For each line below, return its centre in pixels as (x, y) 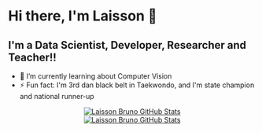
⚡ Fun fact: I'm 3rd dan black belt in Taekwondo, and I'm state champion (137, 85)
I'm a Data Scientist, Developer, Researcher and (127, 45)
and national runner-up (57, 96)
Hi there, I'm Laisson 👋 (83, 16)
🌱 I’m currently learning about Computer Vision (96, 76)
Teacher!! (32, 57)
